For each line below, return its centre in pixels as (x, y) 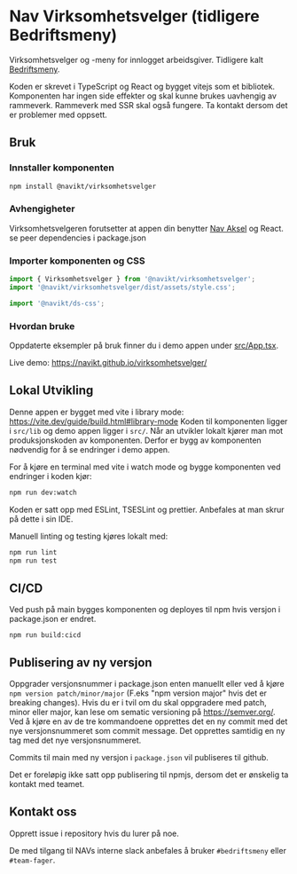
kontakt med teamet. (47, 784)
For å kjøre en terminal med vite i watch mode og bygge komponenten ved (145, 467)
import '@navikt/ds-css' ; (57, 303)
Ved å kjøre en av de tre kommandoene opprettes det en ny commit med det (148, 721)
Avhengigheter (42, 209)
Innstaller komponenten (62, 168)
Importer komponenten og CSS (77, 261)
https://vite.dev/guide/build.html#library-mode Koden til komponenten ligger (148, 421)
